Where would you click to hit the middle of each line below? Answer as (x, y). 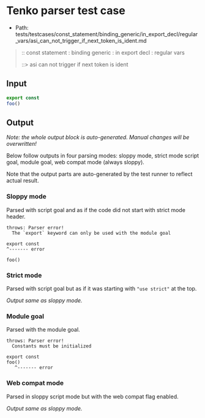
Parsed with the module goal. (43, 330)
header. (16, 216)
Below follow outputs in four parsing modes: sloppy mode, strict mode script (103, 156)
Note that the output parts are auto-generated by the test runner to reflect (99, 174)
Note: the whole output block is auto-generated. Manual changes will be (98, 137)
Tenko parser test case (66, 11)
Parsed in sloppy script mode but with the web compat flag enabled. (92, 397)
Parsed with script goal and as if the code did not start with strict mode (96, 210)
